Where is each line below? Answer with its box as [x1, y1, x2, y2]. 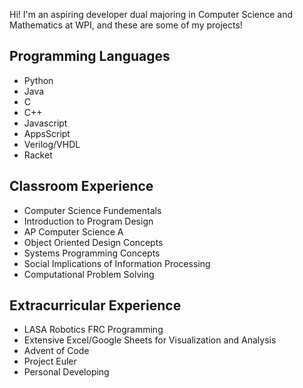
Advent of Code [23, 345, 90, 357]
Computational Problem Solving [23, 268, 155, 280]
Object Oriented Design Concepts [23, 236, 164, 248]
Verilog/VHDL [23, 138, 81, 150]
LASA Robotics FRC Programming [23, 324, 164, 336]
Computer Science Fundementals [23, 204, 162, 216]
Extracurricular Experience [9, 297, 182, 314]
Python [23, 74, 54, 86]
